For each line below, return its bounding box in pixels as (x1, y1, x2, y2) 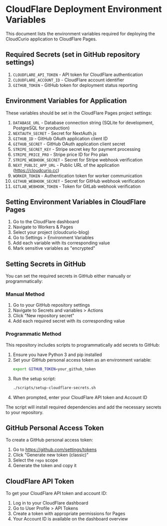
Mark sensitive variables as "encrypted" (12, 245, 96, 251)
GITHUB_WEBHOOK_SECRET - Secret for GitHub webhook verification (12, 178, 145, 184)
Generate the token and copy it (12, 463, 77, 469)
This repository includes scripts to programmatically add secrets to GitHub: (5, 342, 160, 348)
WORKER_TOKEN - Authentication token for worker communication (12, 172, 143, 178)
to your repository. (5, 409, 44, 415)
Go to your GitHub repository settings (12, 302, 90, 308)
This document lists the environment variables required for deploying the (5, 30, 155, 36)
